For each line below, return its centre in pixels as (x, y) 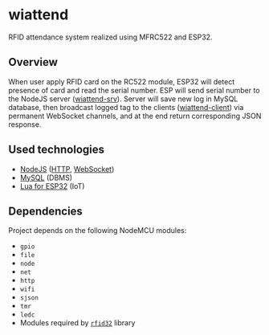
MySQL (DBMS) (46, 178)
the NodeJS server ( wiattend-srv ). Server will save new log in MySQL (123, 99)
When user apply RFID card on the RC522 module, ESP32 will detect (122, 81)
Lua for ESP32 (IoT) (52, 186)
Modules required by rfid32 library (77, 323)
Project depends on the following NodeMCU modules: (98, 231)
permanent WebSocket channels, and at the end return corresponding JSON (135, 116)
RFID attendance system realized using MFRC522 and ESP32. (110, 37)
